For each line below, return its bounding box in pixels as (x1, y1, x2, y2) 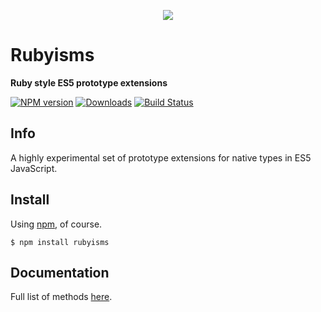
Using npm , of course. (10, 218, 103, 230)
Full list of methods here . (10, 291, 113, 303)
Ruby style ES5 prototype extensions (10, 76, 168, 89)
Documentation (10, 264, 110, 281)
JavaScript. (10, 162, 58, 174)
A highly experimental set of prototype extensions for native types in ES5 (10, 151, 312, 164)
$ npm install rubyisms (10, 237, 110, 247)
